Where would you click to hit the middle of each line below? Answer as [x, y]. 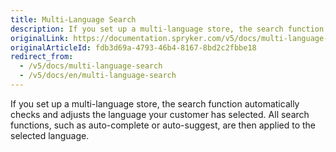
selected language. [50, 135]
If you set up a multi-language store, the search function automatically [155, 103]
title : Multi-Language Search [73, 19]
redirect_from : [42, 57]
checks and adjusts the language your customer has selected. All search [160, 114]
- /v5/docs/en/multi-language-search [98, 76]
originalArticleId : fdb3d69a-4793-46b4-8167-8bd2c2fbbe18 [133, 47]
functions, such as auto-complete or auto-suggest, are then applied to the [163, 125]
